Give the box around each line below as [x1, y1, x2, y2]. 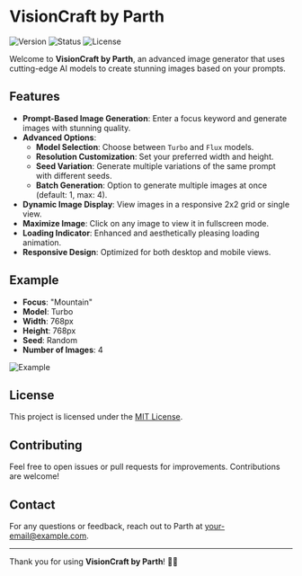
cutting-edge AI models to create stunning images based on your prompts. [9, 63, 286, 74]
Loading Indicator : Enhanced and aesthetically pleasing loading [22, 227, 260, 238]
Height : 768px [22, 325, 76, 336]
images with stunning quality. [22, 122, 131, 133]
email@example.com [9, 530, 87, 541]
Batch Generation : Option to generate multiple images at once [35, 180, 268, 191]
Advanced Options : [22, 132, 97, 143]
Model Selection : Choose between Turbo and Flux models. [35, 141, 254, 152]
